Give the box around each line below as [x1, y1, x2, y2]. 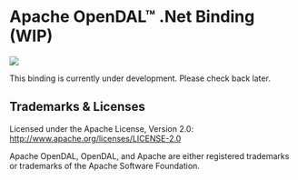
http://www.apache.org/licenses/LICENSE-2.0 [9, 133, 182, 144]
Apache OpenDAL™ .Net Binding [9, 6, 255, 27]
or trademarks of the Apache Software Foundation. [9, 160, 200, 171]
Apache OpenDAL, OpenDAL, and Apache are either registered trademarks [9, 150, 290, 161]
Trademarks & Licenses [9, 99, 145, 115]
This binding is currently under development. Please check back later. [9, 73, 271, 84]
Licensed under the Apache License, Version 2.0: [9, 123, 194, 134]
